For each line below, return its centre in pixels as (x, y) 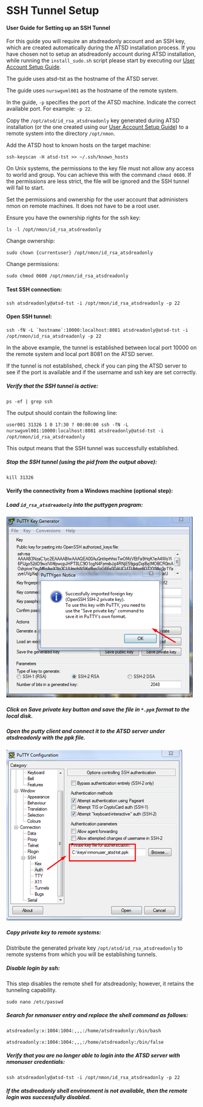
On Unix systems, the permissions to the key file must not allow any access (100, 168)
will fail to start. (25, 188)
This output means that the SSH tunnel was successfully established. (93, 448)
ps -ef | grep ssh (29, 402)
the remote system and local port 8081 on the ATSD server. (80, 354)
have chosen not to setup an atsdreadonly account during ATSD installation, (101, 54)
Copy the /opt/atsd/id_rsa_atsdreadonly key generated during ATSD (93, 121)
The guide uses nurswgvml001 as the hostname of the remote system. (92, 91)
